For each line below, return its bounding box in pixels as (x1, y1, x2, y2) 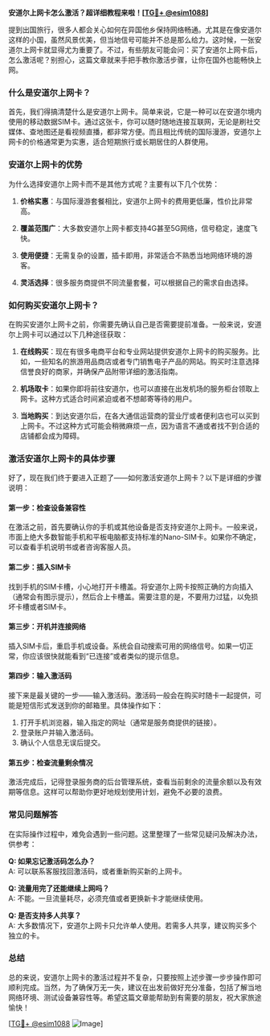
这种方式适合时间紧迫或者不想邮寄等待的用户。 (41, 393, 197, 403)
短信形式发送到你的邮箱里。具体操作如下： (22, 701, 163, 710)
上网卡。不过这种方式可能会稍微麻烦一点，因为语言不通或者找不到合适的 (19, 421, 260, 430)
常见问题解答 (8, 809, 59, 820)
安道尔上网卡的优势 (8, 159, 83, 171)
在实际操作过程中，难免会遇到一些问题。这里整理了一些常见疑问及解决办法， (8, 828, 262, 839)
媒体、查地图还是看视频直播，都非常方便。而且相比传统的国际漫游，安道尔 (8, 127, 255, 137)
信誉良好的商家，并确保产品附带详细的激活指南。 (19, 366, 182, 376)
